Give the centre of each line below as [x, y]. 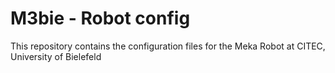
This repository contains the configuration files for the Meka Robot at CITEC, [168, 46]
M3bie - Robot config [100, 18]
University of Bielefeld [56, 56]
